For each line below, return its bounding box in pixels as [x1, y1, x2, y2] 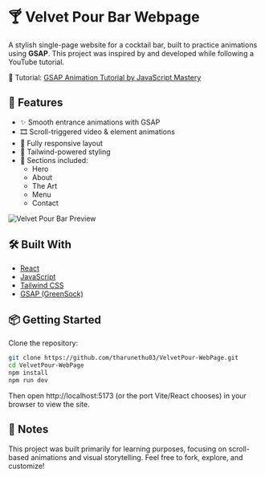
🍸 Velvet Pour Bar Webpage [8, 8, 200, 26]
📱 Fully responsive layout [19, 138, 103, 148]
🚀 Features [8, 96, 63, 110]
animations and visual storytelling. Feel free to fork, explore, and [31, 452, 243, 462]
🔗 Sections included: [19, 155, 88, 165]
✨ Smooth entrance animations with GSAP [19, 117, 161, 127]
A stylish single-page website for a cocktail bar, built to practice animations [8, 39, 258, 50]
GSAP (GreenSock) [19, 288, 84, 299]
